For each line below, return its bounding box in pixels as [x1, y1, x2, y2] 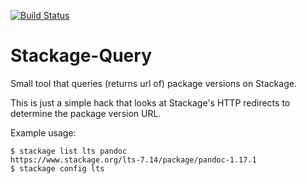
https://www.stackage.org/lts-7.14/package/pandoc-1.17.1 [10, 155, 257, 165]
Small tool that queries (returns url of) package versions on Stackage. [10, 77, 297, 89]
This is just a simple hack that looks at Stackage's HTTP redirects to [10, 96, 291, 109]
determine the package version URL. [10, 107, 162, 119]
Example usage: [10, 126, 77, 139]
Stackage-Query [10, 45, 152, 67]
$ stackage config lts [10, 163, 105, 174]
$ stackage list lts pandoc [10, 146, 128, 156]
